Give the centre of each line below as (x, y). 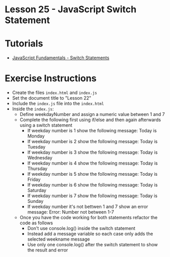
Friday (34, 179)
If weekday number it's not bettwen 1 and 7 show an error (88, 207)
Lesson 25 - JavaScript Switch (71, 9)
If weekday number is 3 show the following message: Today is (93, 152)
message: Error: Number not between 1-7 (70, 212)
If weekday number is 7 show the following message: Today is (92, 196)
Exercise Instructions (51, 78)
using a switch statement (46, 125)
